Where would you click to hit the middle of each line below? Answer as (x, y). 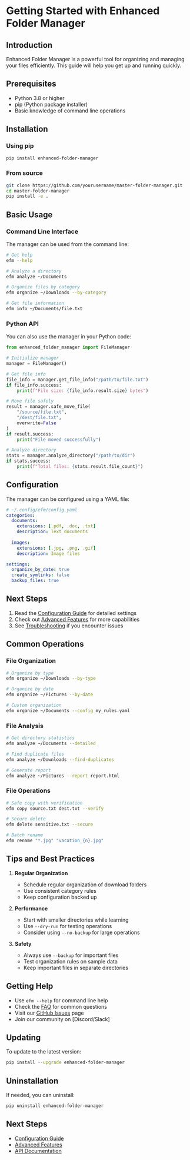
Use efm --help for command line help (61, 1000)
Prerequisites (31, 84)
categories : (21, 515)
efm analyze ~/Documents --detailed (51, 744)
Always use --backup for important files (71, 955)
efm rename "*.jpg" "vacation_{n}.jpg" (55, 841)
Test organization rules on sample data (70, 961)
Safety (23, 943)
